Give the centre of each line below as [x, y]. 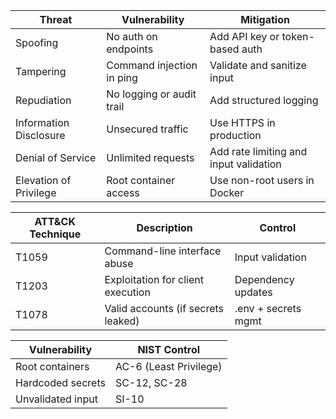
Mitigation [265, 19]
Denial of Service [56, 157]
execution [127, 292]
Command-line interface [163, 251]
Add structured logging [264, 100]
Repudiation [43, 100]
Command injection [152, 65]
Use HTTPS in [242, 122]
